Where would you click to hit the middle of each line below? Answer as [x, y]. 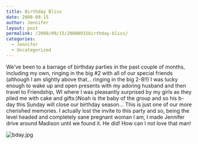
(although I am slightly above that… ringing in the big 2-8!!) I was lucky [92, 79]
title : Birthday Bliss [34, 12]
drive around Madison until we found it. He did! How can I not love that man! [99, 123]
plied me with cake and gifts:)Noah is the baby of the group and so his [92, 98]
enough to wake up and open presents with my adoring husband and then [96, 86]
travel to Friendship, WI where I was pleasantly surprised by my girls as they [99, 91]
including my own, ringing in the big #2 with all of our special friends [90, 73]
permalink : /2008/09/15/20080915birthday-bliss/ [67, 34]
